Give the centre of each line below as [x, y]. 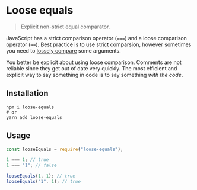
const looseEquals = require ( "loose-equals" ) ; [65, 149]
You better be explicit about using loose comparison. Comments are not [94, 62]
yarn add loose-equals [34, 117]
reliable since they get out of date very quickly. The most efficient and [92, 68]
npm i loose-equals [30, 107]
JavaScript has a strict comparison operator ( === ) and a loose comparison [96, 38]
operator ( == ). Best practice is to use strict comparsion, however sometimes [99, 44]
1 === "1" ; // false [32, 165]
